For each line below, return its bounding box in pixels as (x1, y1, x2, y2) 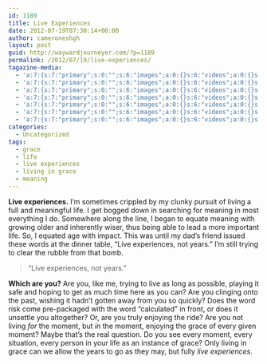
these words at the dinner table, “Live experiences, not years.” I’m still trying (8, 239, 259, 248)
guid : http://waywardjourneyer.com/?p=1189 (8, 49, 155, 57)
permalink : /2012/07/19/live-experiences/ (8, 57, 151, 65)
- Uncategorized (15, 130, 69, 138)
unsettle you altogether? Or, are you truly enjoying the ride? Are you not (8, 312, 243, 322)
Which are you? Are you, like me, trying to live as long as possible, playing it (8, 279, 259, 288)
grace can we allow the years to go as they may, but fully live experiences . (8, 346, 253, 356)
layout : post (8, 42, 52, 49)
